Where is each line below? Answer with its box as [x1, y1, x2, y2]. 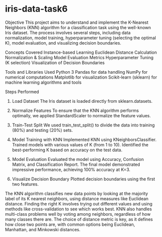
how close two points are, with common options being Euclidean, [5, 221, 135, 227]
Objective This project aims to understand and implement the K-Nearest [5, 19, 149, 25]
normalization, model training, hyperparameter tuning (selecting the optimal [5, 35, 156, 41]
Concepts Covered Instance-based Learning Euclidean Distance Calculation [5, 49, 157, 55]
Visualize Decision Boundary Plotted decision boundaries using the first [12, 176, 155, 182]
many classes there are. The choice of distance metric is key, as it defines [5, 216, 153, 222]
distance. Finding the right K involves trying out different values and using [5, 201, 153, 206]
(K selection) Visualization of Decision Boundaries [5, 60, 105, 65]
